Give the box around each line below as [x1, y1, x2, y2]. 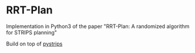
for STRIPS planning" [6, 29, 58, 36]
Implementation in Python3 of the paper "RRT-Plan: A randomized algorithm [6, 23, 190, 30]
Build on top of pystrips [6, 40, 63, 47]
